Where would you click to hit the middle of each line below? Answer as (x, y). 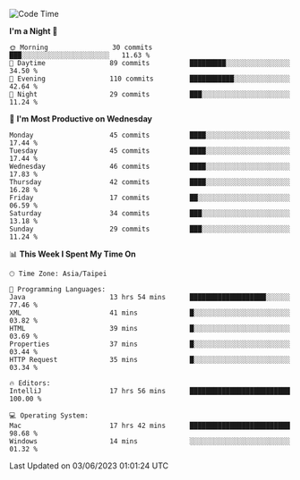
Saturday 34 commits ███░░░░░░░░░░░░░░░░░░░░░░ (150, 214)
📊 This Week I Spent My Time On (73, 254)
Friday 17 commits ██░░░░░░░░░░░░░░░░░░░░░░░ (150, 198)
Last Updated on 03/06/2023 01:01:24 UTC (89, 466)
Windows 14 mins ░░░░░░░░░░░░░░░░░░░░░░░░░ (150, 442)
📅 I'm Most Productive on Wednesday (81, 119)
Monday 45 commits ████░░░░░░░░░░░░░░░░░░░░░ (150, 135)
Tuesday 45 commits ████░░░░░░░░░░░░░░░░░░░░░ (150, 151)
